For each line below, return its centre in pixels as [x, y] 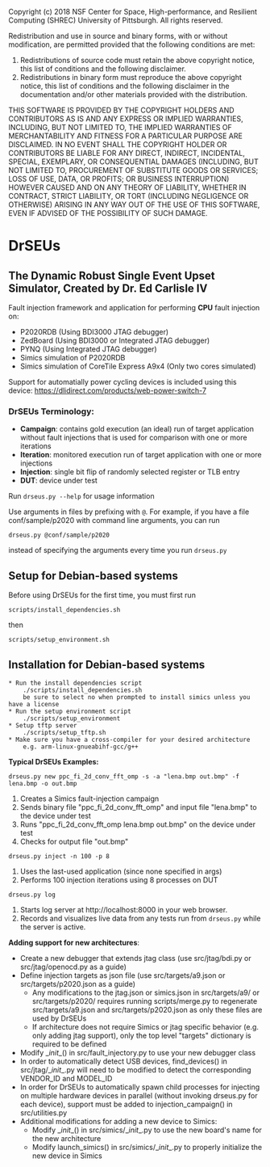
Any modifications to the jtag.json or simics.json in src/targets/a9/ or [146, 992]
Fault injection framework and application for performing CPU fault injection [134, 308]
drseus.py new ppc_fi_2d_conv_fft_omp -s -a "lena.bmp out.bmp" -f [124, 776]
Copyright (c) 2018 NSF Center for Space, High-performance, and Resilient [133, 12]
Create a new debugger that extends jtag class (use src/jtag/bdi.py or [135, 958]
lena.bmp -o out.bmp [43, 783]
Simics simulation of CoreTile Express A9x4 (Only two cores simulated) [138, 366]
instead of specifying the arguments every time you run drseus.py [118, 550]
